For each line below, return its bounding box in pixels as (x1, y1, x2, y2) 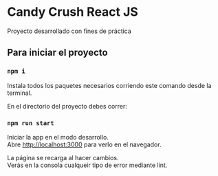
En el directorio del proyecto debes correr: (7, 102, 127, 110)
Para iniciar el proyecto (7, 47, 108, 58)
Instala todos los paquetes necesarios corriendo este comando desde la (7, 81, 212, 89)
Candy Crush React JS (7, 4, 139, 20)
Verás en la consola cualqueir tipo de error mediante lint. (7, 161, 168, 169)
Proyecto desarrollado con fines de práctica (7, 27, 132, 35)
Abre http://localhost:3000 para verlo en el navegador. (7, 140, 162, 148)
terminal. (7, 89, 32, 97)
